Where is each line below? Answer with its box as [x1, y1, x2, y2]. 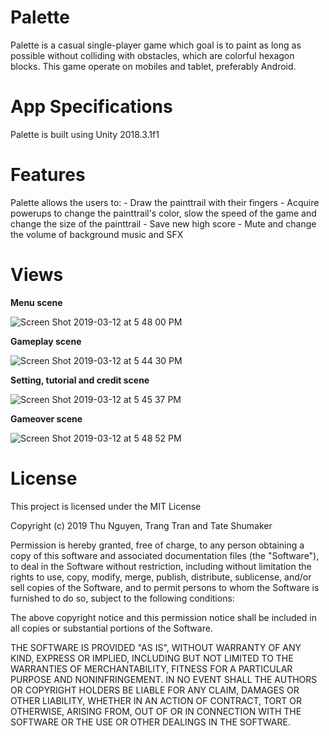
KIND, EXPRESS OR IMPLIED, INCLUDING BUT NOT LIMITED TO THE [10, 652, 294, 664]
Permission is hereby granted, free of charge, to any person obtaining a [10, 539, 305, 551]
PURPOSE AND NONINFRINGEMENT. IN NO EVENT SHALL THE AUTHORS [10, 673, 318, 685]
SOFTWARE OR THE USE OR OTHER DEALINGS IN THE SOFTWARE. [10, 716, 291, 728]
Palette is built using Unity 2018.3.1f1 [10, 128, 160, 140]
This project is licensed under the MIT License [10, 500, 202, 512]
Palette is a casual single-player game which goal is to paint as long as [10, 39, 302, 51]
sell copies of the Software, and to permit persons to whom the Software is [10, 581, 320, 593]
